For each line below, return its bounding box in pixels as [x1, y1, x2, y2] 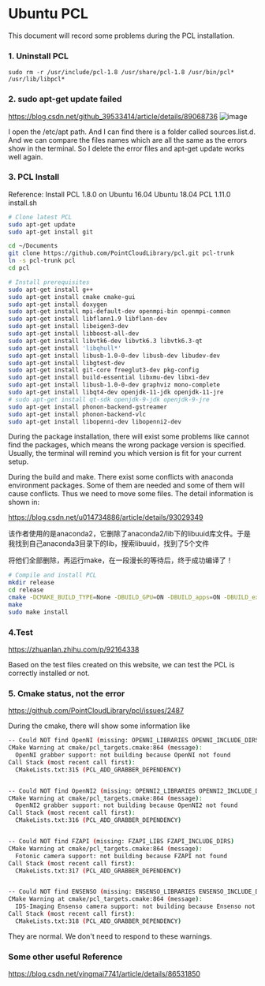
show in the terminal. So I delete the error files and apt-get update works [8, 144, 244, 153]
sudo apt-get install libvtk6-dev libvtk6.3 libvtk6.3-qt [8, 337, 203, 345]
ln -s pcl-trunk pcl [8, 257, 77, 265]
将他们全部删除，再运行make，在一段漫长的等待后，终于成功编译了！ [8, 555, 233, 565]
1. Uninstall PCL [8, 50, 69, 62]
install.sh [8, 198, 38, 207]
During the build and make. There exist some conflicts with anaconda [8, 472, 234, 482]
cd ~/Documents [8, 242, 58, 250]
